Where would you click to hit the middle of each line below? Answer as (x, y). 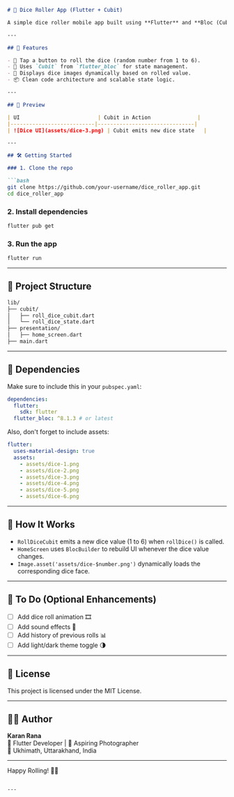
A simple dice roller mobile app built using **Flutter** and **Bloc (110, 22)
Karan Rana (24, 736)
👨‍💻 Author (30, 719)
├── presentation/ (34, 328)
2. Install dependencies (48, 211)
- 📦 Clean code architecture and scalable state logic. (91, 80)
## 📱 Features (28, 48)
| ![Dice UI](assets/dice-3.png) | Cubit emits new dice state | (107, 130)
